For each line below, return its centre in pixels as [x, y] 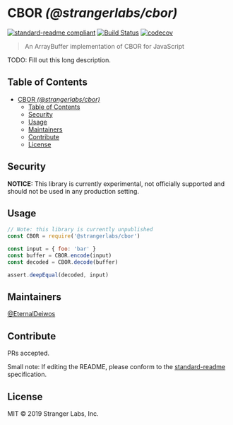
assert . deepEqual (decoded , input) [58, 275]
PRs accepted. [29, 353]
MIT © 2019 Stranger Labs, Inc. [53, 414]
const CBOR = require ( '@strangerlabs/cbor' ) [74, 236]
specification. [27, 374]
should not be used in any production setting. [73, 191]
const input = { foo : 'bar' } [52, 249]
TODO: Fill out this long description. [59, 60]
